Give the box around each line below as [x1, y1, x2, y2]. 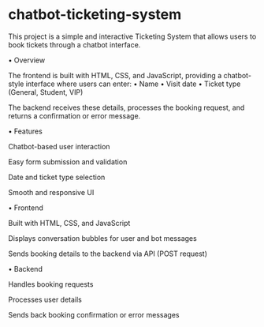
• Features [8, 126, 43, 136]
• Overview [8, 55, 46, 65]
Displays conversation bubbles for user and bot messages [8, 233, 197, 242]
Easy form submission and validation [8, 156, 128, 167]
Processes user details [8, 295, 83, 304]
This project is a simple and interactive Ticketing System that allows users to [8, 32, 257, 41]
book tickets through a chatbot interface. [8, 39, 141, 49]
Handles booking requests [8, 279, 94, 289]
